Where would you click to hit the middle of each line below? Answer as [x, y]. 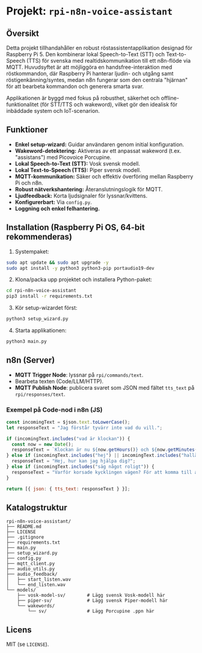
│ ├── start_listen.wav [38, 580]
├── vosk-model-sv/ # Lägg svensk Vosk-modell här [91, 596]
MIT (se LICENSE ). [28, 645]
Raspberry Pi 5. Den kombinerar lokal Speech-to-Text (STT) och [86, 54]
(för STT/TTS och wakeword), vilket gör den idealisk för [109, 104]
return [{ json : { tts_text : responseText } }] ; [68, 489]
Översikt [23, 33]
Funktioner [27, 130]
